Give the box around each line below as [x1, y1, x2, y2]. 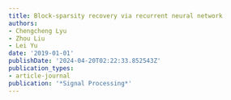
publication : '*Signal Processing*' [8, 79, 132, 87]
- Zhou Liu [8, 34, 45, 43]
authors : [8, 19, 38, 27]
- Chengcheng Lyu [8, 27, 67, 35]
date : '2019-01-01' [8, 49, 75, 57]
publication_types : [8, 65, 75, 73]
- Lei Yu [8, 42, 38, 50]
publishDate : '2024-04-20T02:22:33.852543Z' [8, 57, 161, 65]
